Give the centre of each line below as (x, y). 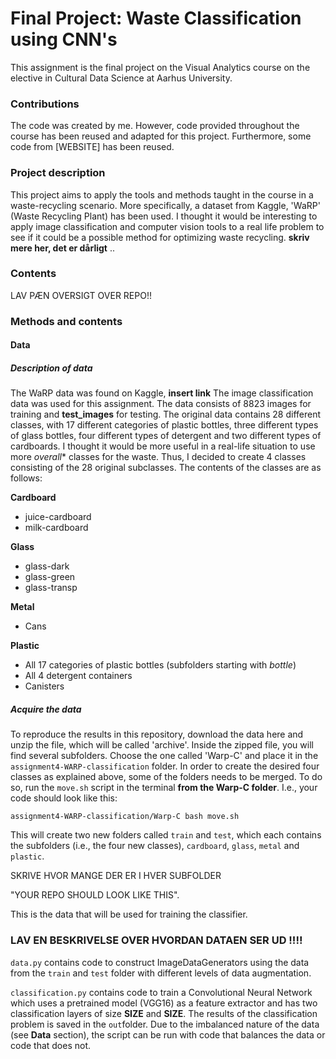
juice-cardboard (58, 517)
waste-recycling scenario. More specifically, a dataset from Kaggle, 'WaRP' (165, 205)
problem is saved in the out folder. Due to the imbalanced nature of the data (165, 1024)
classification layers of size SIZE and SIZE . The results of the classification (164, 1013)
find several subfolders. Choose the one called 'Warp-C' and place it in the (164, 756)
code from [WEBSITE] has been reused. (92, 147)
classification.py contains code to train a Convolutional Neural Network (161, 992)
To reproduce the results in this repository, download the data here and (157, 734)
